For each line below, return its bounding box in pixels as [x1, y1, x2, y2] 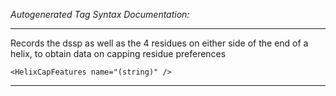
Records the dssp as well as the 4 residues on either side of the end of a [10, 37, 309, 49]
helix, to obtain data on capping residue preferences [10, 48, 227, 59]
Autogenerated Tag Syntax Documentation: [10, 9, 190, 20]
